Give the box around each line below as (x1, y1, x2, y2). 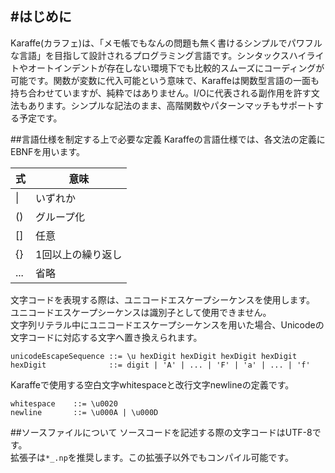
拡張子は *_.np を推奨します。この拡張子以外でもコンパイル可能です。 (10, 451, 294, 463)
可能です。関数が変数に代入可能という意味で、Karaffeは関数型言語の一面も (10, 74, 320, 86)
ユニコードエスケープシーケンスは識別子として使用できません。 (10, 306, 272, 318)
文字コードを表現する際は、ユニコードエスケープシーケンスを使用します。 (10, 293, 316, 306)
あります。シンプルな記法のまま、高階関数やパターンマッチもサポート (27, 99, 315, 111)
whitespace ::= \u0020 (10, 398, 118, 409)
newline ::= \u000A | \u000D (10, 407, 159, 417)
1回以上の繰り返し (35, 247, 123, 261)
